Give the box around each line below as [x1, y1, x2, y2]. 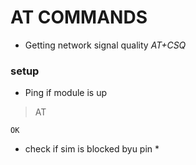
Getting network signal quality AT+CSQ [24, 39, 187, 51]
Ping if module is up [24, 87, 108, 99]
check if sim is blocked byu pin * [24, 143, 160, 155]
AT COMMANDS [10, 6, 148, 29]
